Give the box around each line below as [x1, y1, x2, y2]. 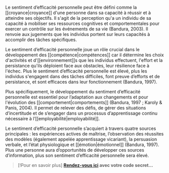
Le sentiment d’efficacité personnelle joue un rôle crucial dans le [5, 47, 140, 52]
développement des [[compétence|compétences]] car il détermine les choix [5, 52, 164, 58]
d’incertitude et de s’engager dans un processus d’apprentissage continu [5, 110, 158, 116]
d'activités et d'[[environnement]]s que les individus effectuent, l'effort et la [5, 57, 163, 63]
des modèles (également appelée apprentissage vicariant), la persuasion [5, 136, 157, 142]
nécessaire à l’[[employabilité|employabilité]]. [5, 116, 100, 121]
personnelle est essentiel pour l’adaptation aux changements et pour [5, 94, 148, 100]
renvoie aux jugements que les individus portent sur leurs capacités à [5, 31, 150, 37]
